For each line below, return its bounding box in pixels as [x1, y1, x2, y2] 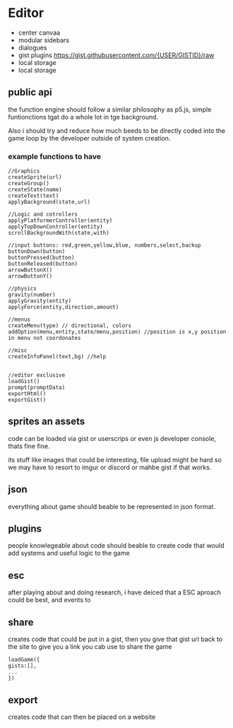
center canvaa [18, 28, 61, 37]
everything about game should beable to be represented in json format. [8, 502, 216, 510]
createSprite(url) [8, 174, 62, 181]
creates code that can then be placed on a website [8, 712, 156, 721]
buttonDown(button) [8, 248, 66, 255]
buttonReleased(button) [8, 260, 78, 268]
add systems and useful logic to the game [8, 549, 130, 558]
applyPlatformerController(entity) [8, 217, 113, 224]
